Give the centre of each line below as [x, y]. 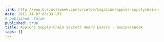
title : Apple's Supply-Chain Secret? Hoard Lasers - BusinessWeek [74, 28]
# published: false [25, 18]
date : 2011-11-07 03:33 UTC [34, 14]
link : [10, 9]
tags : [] [14, 32]
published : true [21, 23]
